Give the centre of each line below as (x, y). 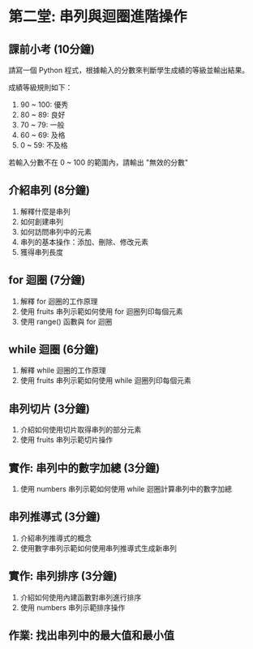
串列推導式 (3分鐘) (55, 517)
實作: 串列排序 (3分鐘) (63, 576)
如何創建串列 (41, 221)
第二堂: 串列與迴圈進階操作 (98, 17)
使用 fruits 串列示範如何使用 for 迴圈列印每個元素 (101, 311)
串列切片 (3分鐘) (49, 408)
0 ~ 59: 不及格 (44, 145)
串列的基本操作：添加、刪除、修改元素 (84, 242)
